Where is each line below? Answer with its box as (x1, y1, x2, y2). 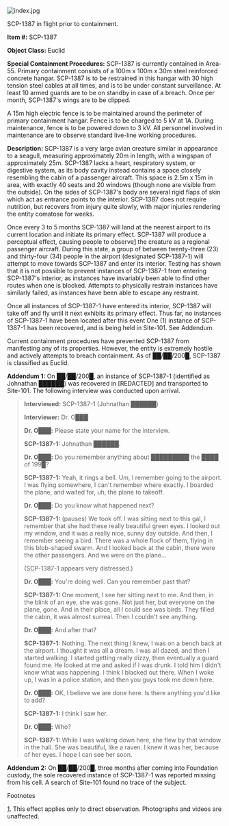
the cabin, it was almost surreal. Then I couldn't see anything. (23, 613, 198, 621)
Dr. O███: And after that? (23, 626, 97, 634)
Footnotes (7, 792, 36, 799)
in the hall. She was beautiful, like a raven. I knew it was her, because (23, 743, 219, 751)
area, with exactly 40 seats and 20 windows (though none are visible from (7, 181, 217, 188)
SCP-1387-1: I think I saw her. (23, 710, 108, 717)
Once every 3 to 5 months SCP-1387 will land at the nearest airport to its (7, 223, 211, 231)
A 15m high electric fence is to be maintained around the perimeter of (7, 110, 203, 117)
